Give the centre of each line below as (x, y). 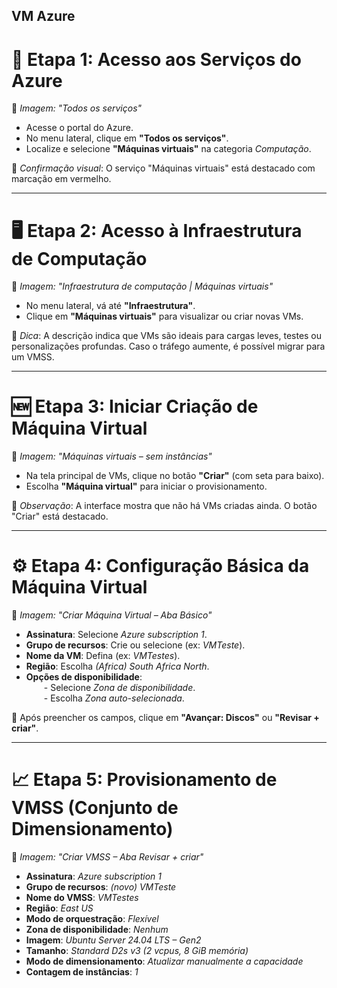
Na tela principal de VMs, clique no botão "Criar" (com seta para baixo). (175, 476)
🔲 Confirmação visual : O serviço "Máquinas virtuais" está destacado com (163, 168)
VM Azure (43, 16)
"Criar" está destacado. (60, 516)
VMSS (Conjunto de (95, 808)
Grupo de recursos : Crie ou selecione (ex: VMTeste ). (135, 645)
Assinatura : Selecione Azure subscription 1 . (116, 635)
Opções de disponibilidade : (84, 677)
